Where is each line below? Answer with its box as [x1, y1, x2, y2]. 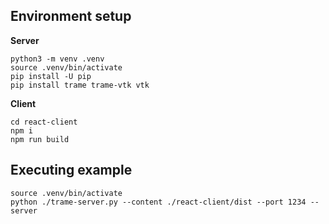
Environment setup [10, 8, 132, 25]
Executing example [10, 162, 133, 179]
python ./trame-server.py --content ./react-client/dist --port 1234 [10, 197, 307, 207]
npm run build [10, 134, 70, 144]
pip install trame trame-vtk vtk [10, 80, 150, 90]
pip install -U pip [10, 71, 92, 81]
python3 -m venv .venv [10, 54, 105, 64]
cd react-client [10, 117, 78, 127]
